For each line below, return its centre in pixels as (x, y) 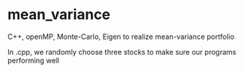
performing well (33, 60)
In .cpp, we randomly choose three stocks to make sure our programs (122, 52)
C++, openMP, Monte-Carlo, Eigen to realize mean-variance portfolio (121, 36)
